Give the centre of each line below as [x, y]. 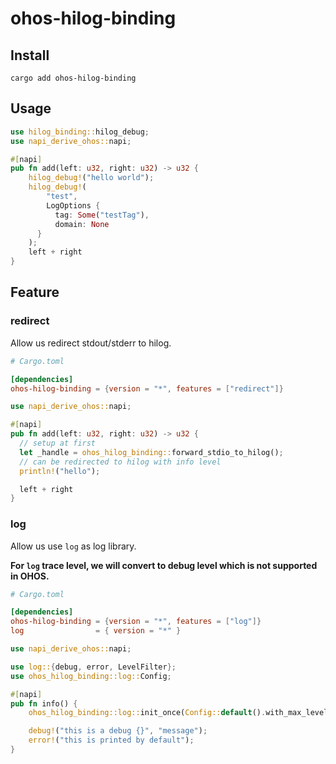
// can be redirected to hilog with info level [120, 462]
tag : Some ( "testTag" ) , [102, 215]
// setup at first [58, 443]
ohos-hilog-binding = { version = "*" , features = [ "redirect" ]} [147, 388]
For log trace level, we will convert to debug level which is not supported [164, 565]
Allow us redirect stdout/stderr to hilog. [91, 343]
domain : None [82, 224]
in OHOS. [30, 576]
